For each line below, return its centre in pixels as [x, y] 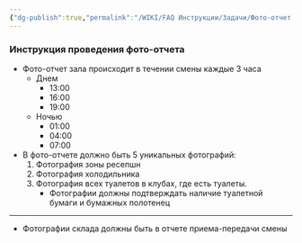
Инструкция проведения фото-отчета [97, 49]
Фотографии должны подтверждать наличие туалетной [156, 193]
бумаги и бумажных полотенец [110, 202]
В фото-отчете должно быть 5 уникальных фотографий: [129, 155]
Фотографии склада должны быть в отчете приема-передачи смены [155, 228]
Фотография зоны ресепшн [88, 164]
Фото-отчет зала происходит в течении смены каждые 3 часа [142, 68]
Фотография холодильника [88, 174]
